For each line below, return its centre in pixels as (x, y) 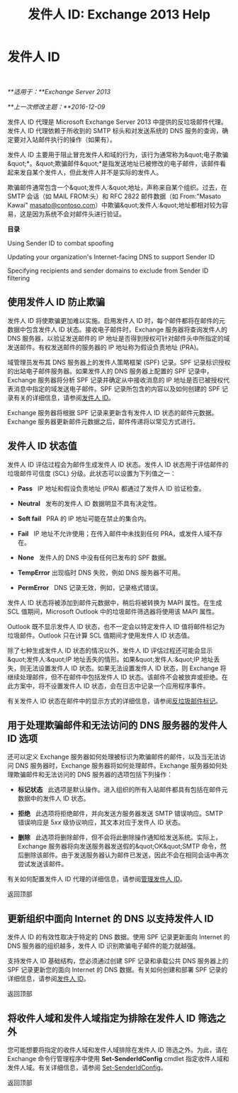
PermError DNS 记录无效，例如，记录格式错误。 (90, 587)
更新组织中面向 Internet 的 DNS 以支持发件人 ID (110, 918)
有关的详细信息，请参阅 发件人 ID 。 (64, 397)
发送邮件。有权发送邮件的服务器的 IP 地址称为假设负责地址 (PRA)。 (105, 347)
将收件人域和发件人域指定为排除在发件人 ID (102, 1018)
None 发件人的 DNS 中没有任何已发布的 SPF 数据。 (94, 557)
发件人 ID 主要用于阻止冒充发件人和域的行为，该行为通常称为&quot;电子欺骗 (118, 154)
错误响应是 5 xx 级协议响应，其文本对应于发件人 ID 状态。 (101, 822)
